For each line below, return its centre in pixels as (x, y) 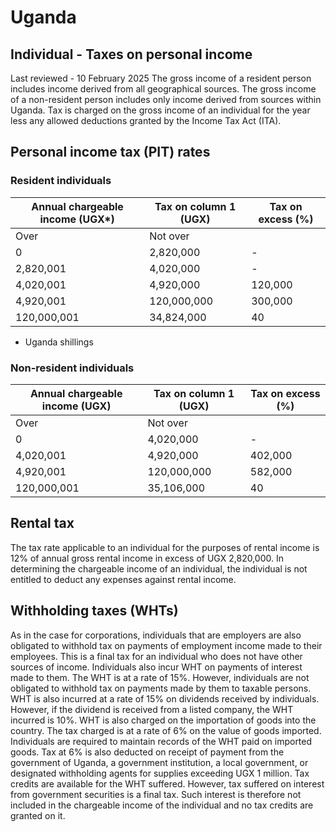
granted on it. (38, 815)
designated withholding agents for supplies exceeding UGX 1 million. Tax (160, 773)
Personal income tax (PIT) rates (110, 152)
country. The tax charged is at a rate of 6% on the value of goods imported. (166, 730)
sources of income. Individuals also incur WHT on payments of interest (156, 667)
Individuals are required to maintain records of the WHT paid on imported (161, 741)
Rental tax (42, 523)
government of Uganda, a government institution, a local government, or (159, 762)
